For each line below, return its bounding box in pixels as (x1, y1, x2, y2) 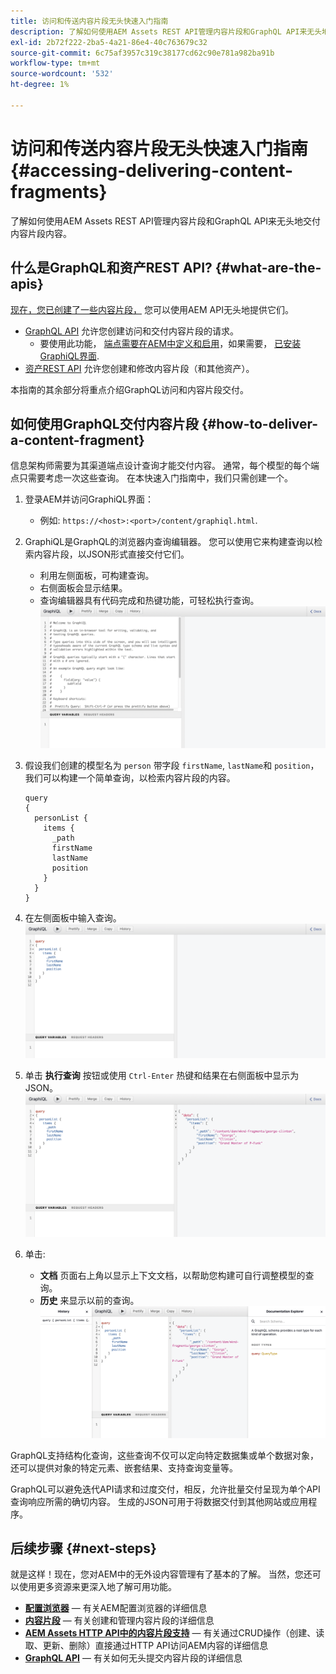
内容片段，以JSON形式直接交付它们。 (33, 548, 190, 560)
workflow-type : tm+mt (10, 58, 101, 69)
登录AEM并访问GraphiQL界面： (24, 493, 154, 505)
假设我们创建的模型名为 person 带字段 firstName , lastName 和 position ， (24, 759, 320, 771)
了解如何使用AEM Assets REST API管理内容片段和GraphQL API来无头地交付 (10, 215, 322, 227)
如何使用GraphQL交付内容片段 (10, 415, 199, 432)
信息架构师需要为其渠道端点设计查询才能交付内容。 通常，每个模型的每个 (10, 460, 311, 472)
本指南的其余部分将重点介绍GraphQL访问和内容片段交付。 (10, 383, 250, 395)
